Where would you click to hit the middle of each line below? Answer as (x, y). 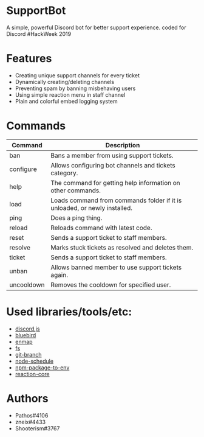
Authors (27, 398)
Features (29, 59)
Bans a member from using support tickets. (112, 155)
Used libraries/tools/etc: (69, 312)
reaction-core (32, 374)
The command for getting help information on (115, 183)
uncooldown (27, 285)
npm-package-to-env (42, 367)
